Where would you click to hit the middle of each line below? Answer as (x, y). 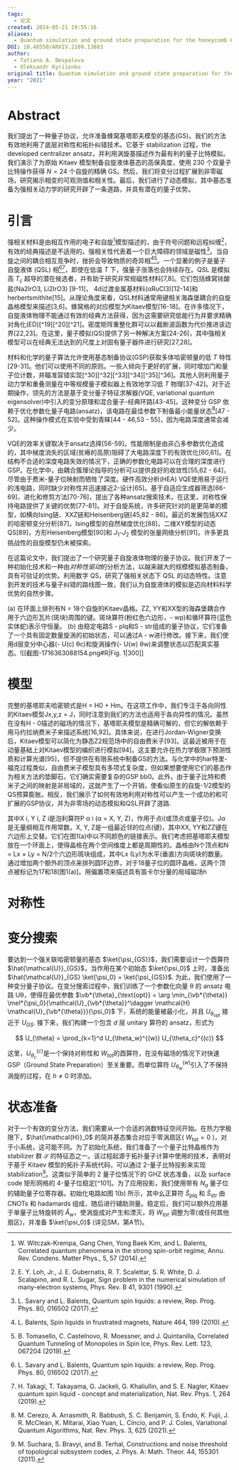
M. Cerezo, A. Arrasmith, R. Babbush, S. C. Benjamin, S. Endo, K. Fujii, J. (123, 1415)
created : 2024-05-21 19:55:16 (52, 27)
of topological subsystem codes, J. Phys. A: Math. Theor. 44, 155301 (118, 1452)
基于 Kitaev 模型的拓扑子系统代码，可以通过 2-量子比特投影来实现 (110, 1165)
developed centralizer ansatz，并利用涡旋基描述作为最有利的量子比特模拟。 (118, 154)
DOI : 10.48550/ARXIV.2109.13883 (55, 47)
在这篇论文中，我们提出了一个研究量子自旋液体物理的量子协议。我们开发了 (116, 558)
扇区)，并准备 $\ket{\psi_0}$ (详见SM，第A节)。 (78, 1222)
